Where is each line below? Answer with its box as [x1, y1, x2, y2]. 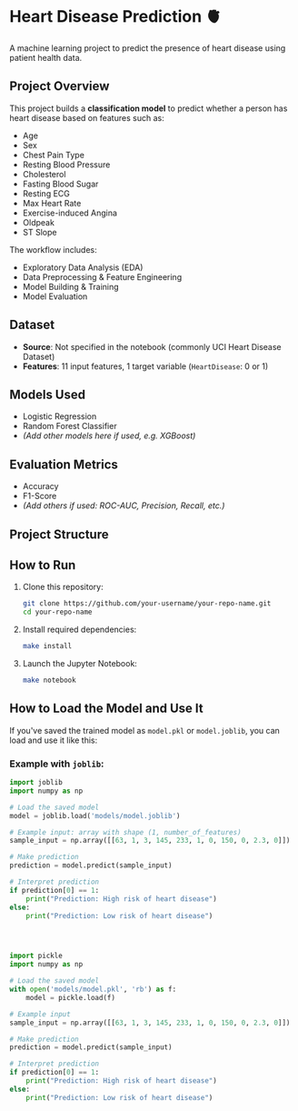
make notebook [22, 676, 76, 686]
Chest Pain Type [22, 149, 84, 160]
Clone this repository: [22, 582, 104, 593]
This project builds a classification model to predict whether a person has [9, 103, 288, 114]
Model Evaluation [22, 291, 88, 302]
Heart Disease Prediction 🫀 [9, 6, 222, 27]
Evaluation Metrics [9, 456, 118, 472]
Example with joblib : [9, 757, 104, 770]
